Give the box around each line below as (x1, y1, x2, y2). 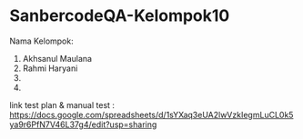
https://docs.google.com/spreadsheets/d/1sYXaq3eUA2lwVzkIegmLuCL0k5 (9, 109, 294, 120)
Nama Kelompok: (9, 35, 75, 46)
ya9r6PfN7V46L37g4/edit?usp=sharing (9, 119, 157, 130)
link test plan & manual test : (9, 99, 116, 110)
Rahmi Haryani (22, 63, 78, 74)
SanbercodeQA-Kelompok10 (9, 5, 230, 26)
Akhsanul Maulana (22, 53, 93, 64)
